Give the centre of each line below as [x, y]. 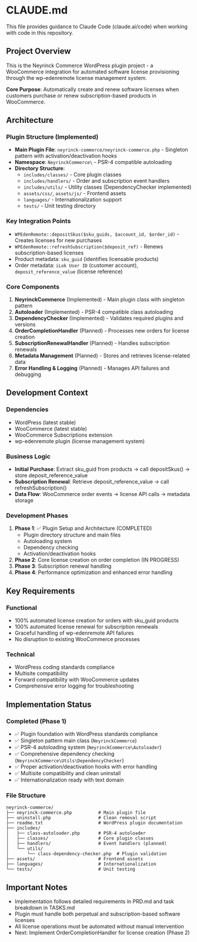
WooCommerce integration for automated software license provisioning [93, 72]
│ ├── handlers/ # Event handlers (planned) [86, 844]
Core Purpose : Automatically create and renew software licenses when [93, 89]
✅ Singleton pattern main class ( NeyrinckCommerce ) [76, 740]
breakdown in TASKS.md [45, 908]
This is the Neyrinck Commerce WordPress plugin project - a [80, 65]
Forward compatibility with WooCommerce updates [77, 680]
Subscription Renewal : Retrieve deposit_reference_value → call [92, 482]
